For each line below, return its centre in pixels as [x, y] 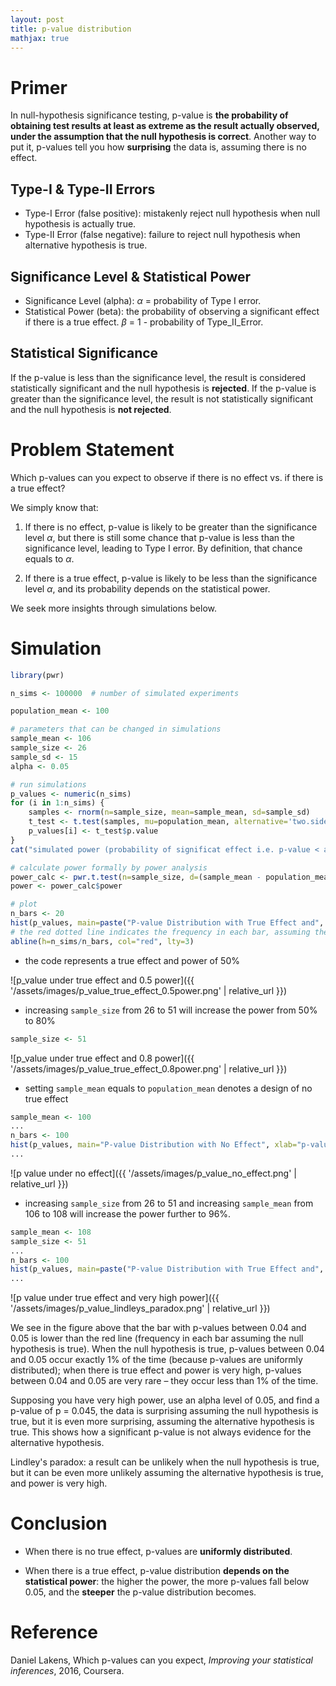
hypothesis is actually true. [80, 224]
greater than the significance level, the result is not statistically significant [162, 398]
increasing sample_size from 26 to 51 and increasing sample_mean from [169, 1203]
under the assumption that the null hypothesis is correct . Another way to [163, 137]
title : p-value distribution [71, 29]
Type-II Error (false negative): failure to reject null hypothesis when [162, 235]
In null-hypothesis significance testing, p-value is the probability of [149, 115]
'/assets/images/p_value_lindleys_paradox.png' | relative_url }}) [140, 1308]
